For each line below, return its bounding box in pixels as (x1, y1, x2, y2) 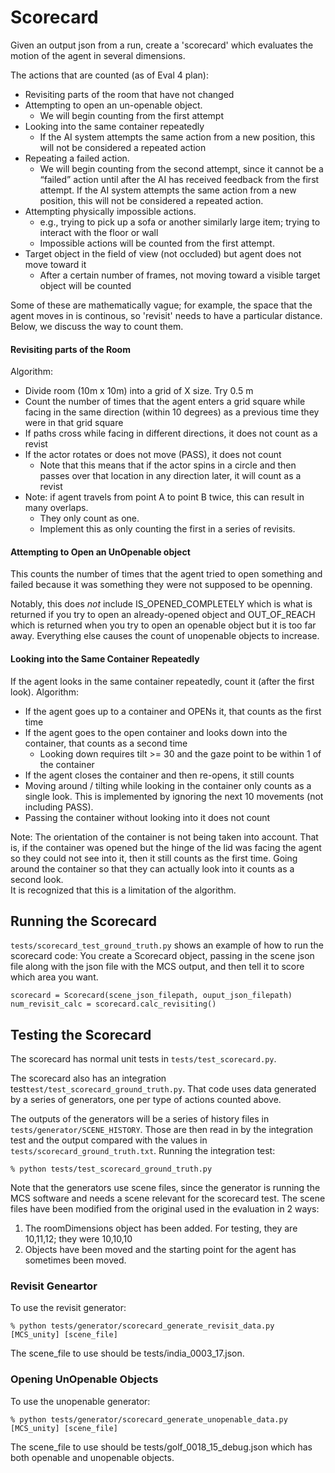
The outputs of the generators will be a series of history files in (10, 1113, 270, 1125)
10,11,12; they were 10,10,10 (24, 1233, 133, 1245)
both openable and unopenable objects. (10, 1451, 175, 1463)
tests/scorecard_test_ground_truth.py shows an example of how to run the (10, 939, 324, 951)
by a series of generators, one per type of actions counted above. (10, 1094, 282, 1106)
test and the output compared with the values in (10, 1134, 208, 1146)
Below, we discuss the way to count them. (10, 320, 184, 332)
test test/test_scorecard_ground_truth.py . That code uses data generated (10, 1083, 317, 1095)
